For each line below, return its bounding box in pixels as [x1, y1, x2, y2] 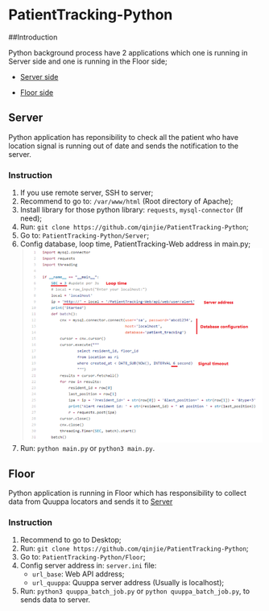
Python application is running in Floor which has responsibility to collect [8, 489, 247, 498]
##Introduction [8, 32, 58, 42]
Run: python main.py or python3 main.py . [19, 444, 155, 453]
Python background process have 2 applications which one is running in [8, 47, 248, 57]
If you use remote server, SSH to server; [19, 188, 154, 198]
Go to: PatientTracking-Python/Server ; [19, 231, 150, 241]
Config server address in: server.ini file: [19, 561, 157, 571]
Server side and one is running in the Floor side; [8, 56, 168, 66]
